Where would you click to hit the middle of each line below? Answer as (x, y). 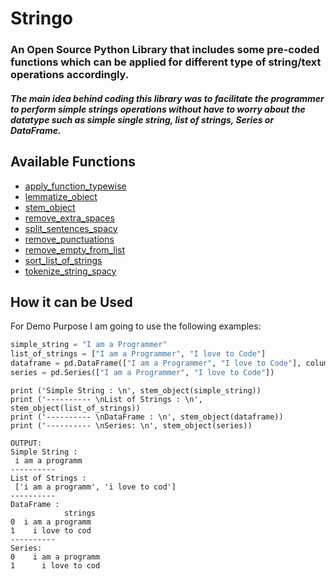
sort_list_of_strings (63, 260)
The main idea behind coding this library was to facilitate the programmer (167, 98)
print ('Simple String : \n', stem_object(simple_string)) (136, 390)
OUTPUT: (26, 443)
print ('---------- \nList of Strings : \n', (106, 399)
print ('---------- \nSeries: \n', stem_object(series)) (131, 425)
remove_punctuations (69, 239)
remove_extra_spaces (69, 218)
